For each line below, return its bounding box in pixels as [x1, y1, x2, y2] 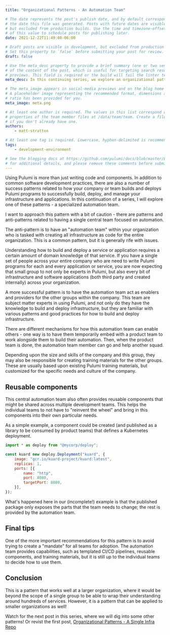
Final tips [5, 524, 35, 533]
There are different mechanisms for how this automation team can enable [5, 326, 158, 332]
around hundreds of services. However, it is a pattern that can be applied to [5, 598, 163, 604]
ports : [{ [14, 466, 35, 471]
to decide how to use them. [5, 559, 62, 565]
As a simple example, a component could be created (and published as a [5, 422, 157, 428]
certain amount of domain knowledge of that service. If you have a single [5, 253, 158, 259]
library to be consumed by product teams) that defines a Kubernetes [5, 427, 148, 433]
